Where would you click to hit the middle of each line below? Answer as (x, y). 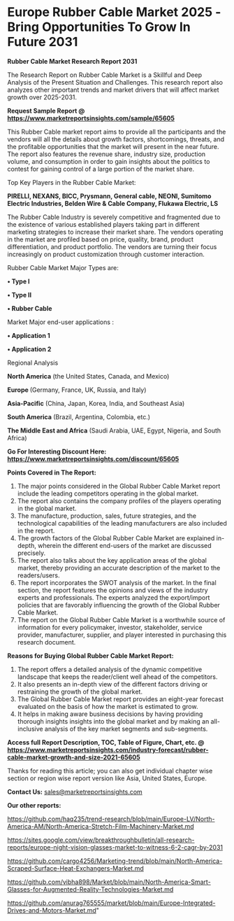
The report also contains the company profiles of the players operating (119, 500)
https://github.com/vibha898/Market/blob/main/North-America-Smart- (109, 882)
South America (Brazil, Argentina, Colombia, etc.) (79, 416)
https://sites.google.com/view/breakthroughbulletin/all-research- (101, 840)
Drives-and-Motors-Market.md (52, 910)
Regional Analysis (33, 363)
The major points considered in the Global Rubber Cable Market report (119, 486)
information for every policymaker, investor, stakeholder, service (110, 627)
